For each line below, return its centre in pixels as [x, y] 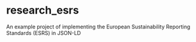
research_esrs [43, 10]
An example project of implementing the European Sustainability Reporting [98, 27]
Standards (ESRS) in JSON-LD [43, 33]
